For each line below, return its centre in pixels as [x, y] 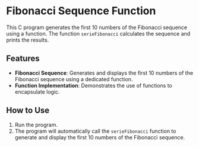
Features [23, 58]
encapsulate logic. [37, 92]
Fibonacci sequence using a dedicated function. [74, 79]
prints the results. [28, 40]
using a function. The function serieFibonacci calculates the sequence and [98, 33]
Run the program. [36, 124]
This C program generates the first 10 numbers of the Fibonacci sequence [97, 27]
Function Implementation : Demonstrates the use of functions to [93, 85]
